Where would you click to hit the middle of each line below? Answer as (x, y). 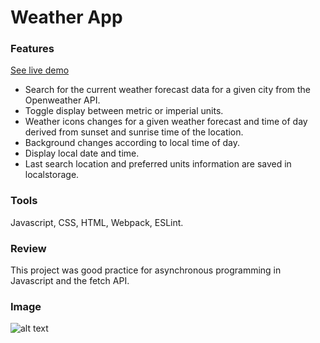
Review (28, 248)
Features (32, 49)
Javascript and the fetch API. (70, 281)
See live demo (40, 70)
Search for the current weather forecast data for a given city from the (168, 90)
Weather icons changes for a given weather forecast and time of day (166, 122)
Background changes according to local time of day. (132, 143)
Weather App (66, 17)
